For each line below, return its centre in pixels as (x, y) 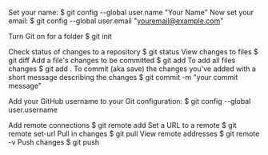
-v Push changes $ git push (54, 142)
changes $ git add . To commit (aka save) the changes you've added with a (132, 69)
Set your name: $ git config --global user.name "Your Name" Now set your (131, 12)
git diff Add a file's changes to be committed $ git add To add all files (122, 60)
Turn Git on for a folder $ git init (60, 36)
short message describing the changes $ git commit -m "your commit (123, 77)
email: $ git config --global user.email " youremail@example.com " (116, 21)
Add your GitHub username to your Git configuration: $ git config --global (130, 101)
